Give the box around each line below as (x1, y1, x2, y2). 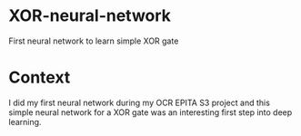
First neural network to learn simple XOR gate (8, 35, 179, 46)
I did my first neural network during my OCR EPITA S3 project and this (8, 97, 270, 108)
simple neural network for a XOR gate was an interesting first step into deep (8, 106, 293, 118)
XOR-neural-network (8, 5, 172, 26)
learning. (8, 116, 42, 127)
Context (8, 67, 71, 88)
